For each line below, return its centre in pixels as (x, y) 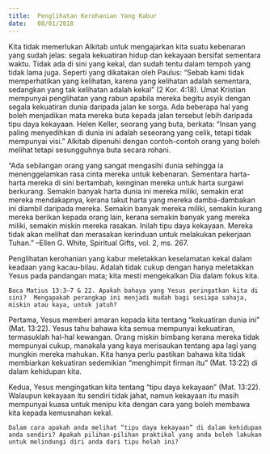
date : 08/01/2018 (41, 23)
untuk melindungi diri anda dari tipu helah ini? (94, 442)
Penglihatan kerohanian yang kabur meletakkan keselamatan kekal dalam (130, 258)
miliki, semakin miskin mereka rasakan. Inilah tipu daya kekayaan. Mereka (131, 225)
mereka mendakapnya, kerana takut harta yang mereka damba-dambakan (132, 200)
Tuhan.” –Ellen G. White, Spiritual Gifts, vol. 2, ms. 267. (99, 243)
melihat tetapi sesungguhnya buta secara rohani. (90, 150)
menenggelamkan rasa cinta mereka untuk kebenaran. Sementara (118, 174)
